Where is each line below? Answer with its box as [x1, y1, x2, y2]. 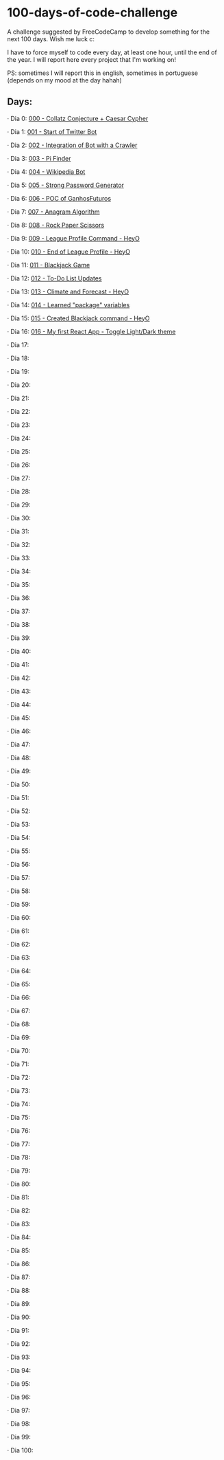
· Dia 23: [7, 421, 31, 429]
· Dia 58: [7, 887, 31, 895]
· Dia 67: [7, 1006, 31, 1015]
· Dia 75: [7, 1113, 31, 1121]
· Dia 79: [7, 1166, 31, 1175]
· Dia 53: [7, 820, 31, 828]
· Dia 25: [7, 447, 31, 455]
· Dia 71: [7, 1060, 29, 1068]
